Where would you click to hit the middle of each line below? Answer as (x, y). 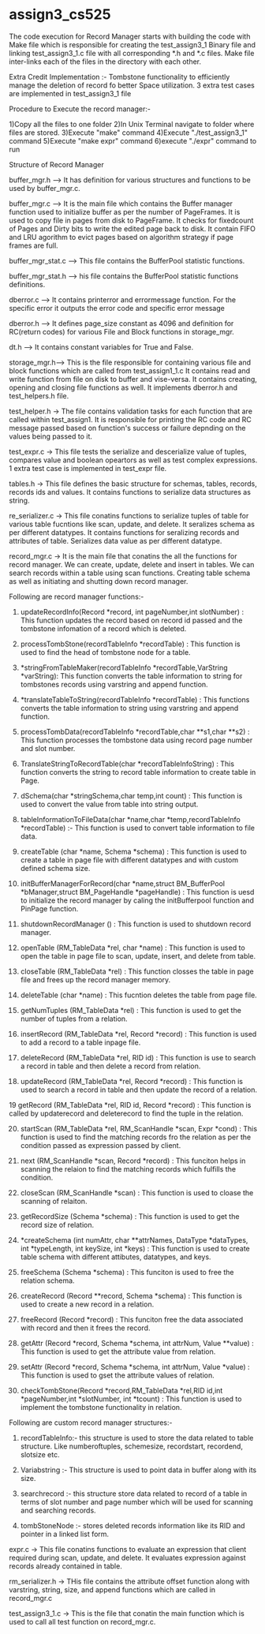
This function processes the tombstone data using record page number (136, 740)
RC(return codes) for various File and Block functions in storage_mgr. (122, 331)
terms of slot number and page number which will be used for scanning (136, 1501)
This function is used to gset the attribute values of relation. (118, 1375)
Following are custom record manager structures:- (91, 1423)
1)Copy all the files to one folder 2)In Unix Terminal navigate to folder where (132, 124)
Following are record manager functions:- (77, 596)
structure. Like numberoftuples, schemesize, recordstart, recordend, (132, 1446)
